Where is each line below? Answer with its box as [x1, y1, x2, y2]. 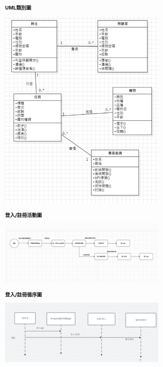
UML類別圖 [5, 4, 32, 11]
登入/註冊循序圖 [5, 291, 42, 298]
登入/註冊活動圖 [5, 212, 42, 218]
